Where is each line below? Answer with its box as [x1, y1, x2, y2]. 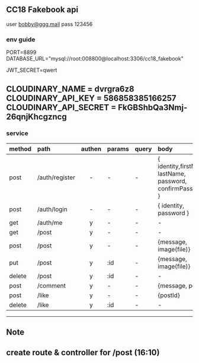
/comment [37, 281, 66, 289]
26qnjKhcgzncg [6, 112, 67, 122]
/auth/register [37, 173, 76, 181]
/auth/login [37, 205, 68, 213]
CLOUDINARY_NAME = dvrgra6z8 [6, 84, 134, 94]
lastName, [158, 169, 186, 177]
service [6, 129, 28, 138]
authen [81, 145, 102, 153]
